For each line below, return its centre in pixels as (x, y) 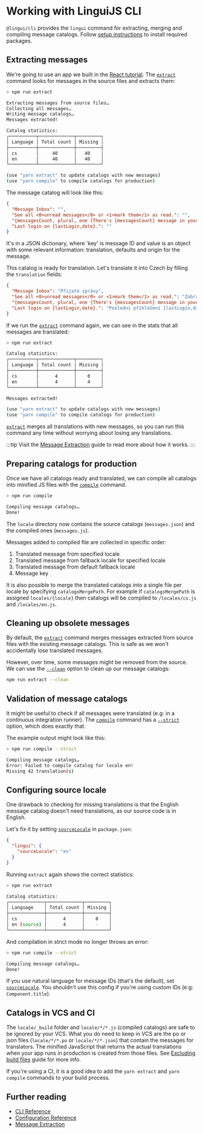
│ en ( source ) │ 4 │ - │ (59, 925)
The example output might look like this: (56, 738)
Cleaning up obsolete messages (68, 623)
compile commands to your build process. (58, 1078)
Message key (32, 573)
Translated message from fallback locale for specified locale (90, 560)
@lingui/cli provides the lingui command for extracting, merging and (94, 28)
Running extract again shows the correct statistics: (70, 874)
